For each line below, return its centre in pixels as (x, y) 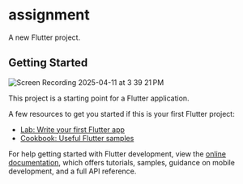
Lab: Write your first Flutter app (72, 129)
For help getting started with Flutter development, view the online (117, 154)
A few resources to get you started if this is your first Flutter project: (122, 113)
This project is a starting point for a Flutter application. (99, 98)
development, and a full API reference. (72, 171)
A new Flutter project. (45, 37)
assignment (49, 15)
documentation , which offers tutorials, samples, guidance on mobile (122, 162)
